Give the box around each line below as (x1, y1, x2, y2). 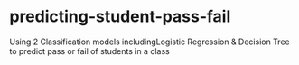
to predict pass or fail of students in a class (9, 45, 170, 56)
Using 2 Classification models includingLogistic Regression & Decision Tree (9, 36, 291, 47)
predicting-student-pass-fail (9, 6, 231, 27)
